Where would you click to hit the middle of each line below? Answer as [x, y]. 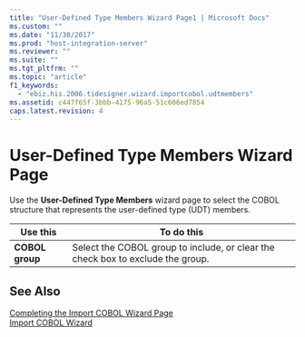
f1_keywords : [34, 85]
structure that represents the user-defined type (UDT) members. [130, 210]
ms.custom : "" [36, 26]
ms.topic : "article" [49, 77]
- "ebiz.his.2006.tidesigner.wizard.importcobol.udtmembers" [136, 94]
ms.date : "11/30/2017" [52, 35]
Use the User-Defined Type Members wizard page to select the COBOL [144, 200]
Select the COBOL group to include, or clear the [173, 248]
